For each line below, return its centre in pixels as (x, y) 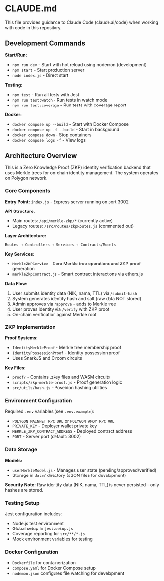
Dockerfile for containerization (44, 563)
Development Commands (45, 43)
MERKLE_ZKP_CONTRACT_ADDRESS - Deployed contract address (72, 431)
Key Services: (20, 254)
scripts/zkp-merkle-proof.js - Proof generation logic (67, 382)
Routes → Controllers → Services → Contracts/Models (61, 245)
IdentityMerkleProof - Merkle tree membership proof (67, 348)
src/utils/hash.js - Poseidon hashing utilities (59, 388)
